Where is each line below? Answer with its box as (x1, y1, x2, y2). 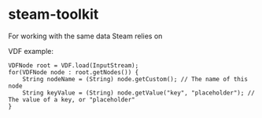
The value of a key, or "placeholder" (8, 95, 135, 103)
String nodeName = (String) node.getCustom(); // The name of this (22, 75, 248, 83)
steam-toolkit (8, 5, 99, 23)
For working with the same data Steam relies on (8, 31, 163, 41)
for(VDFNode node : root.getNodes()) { (8, 68, 139, 76)
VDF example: (8, 46, 54, 55)
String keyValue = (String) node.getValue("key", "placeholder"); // (22, 88, 256, 97)
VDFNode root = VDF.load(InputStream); (8, 61, 139, 70)
